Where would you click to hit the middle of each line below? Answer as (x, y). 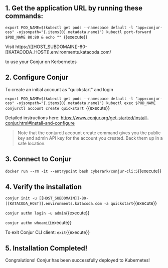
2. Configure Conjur (37, 77)
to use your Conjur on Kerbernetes (41, 62)
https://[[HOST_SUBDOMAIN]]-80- (51, 47)
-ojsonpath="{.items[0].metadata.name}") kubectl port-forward (84, 32)
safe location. (32, 143)
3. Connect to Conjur (38, 159)
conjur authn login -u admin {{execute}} (48, 213)
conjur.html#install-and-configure (40, 123)
